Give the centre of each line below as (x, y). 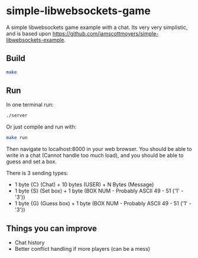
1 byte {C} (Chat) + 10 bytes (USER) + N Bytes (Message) (84, 185)
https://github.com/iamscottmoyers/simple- (106, 33)
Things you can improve (52, 228)
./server (17, 116)
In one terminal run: (30, 105)
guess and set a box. (32, 162)
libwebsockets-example (35, 40)
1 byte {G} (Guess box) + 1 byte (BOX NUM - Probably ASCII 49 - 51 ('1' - (103, 204)
